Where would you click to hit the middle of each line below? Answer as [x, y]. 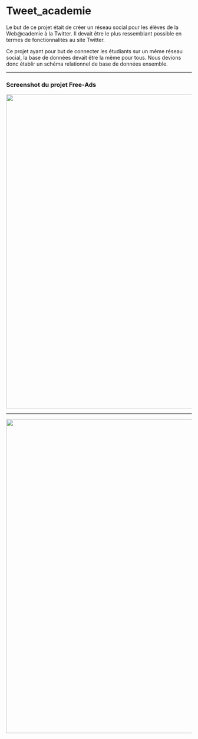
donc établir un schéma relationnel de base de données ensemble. [87, 64]
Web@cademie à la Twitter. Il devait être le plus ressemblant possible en [94, 33]
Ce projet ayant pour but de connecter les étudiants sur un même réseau [94, 51]
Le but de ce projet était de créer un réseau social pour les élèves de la [92, 27]
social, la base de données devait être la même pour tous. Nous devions [94, 57]
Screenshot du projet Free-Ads [51, 85]
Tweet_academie [49, 11]
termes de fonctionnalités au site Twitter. [55, 40]
